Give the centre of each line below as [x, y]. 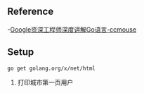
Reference [31, 12]
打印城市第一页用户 [45, 82]
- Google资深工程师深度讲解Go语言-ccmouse [72, 29]
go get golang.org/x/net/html [52, 68]
